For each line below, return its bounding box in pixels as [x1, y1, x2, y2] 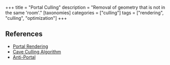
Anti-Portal [12, 54, 36, 60]
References [5, 30, 43, 39]
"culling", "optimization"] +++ [5, 15, 67, 21]
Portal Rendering [12, 43, 48, 49]
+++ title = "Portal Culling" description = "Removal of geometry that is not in [5, 5, 165, 10]
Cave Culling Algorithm [12, 48, 61, 55]
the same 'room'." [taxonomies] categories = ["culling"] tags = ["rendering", [5, 10, 164, 16]
